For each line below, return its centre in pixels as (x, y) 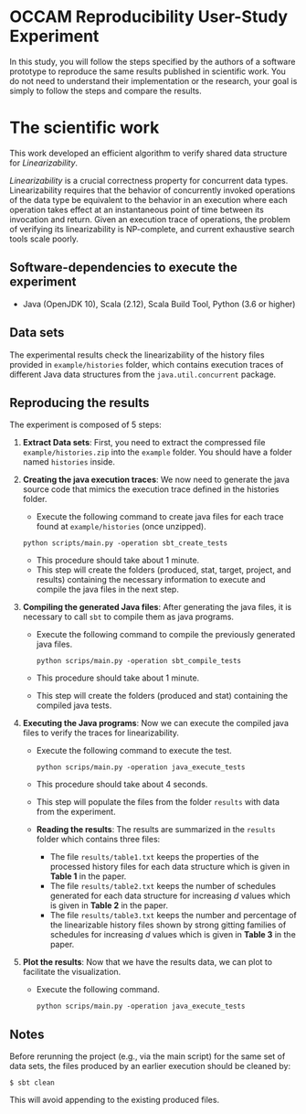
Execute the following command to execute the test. (134, 751)
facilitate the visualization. (72, 972)
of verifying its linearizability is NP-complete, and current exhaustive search (152, 229)
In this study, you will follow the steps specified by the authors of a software (153, 61)
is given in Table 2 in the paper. (109, 905)
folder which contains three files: (98, 840)
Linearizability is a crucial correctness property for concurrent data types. (149, 180)
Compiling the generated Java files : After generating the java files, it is (157, 607)
